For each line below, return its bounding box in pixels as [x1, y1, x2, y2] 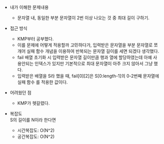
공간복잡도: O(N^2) [17, 134, 55, 140]
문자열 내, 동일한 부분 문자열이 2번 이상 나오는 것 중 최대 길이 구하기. [17, 15, 150, 21]
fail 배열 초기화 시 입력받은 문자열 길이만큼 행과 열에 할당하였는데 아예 [17, 54, 153, 60]
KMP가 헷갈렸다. [17, 100, 50, 106]
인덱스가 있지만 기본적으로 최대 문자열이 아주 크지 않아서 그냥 [34, 61, 153, 66]
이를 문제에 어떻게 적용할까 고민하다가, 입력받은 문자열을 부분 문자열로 [17, 42, 153, 48]
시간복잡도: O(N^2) [17, 128, 55, 133]
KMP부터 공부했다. [17, 36, 54, 42]
